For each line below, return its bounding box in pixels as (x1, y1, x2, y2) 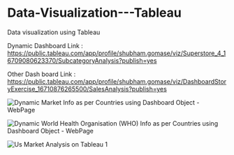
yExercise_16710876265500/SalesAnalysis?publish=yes (7, 84, 168, 93)
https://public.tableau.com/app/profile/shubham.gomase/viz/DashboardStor (7, 77, 227, 85)
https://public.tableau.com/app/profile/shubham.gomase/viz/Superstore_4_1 (7, 49, 226, 57)
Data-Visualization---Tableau (7, 5, 182, 21)
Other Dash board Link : (7, 70, 76, 78)
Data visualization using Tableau (7, 28, 101, 36)
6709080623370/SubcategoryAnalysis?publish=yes (7, 56, 157, 64)
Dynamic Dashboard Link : (7, 41, 84, 50)
